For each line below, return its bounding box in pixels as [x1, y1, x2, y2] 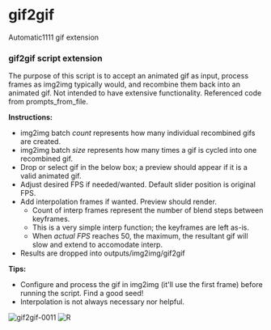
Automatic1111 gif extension [8, 32, 100, 42]
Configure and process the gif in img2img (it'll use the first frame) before [19, 280, 263, 290]
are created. [19, 137, 61, 146]
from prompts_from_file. [8, 97, 89, 107]
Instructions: [8, 112, 53, 122]
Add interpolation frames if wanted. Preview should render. [19, 197, 217, 207]
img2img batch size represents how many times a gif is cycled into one [19, 146, 257, 155]
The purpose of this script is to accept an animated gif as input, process [8, 71, 249, 81]
